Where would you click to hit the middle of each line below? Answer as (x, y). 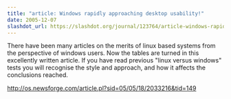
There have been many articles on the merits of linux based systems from (111, 46)
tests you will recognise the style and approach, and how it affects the (107, 68)
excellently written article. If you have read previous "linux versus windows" (114, 60)
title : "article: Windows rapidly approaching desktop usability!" (106, 13)
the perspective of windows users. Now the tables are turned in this (103, 53)
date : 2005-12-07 (32, 20)
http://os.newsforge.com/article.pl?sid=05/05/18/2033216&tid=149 (102, 88)
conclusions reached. (38, 75)
